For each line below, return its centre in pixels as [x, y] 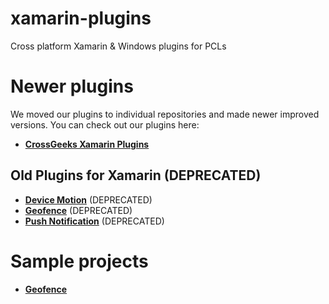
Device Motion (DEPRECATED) [88, 199]
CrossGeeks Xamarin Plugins [87, 144]
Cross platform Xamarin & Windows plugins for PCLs [118, 46]
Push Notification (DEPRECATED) [94, 221]
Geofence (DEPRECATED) [78, 210]
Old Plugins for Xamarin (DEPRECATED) [136, 175]
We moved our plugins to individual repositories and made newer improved [165, 114]
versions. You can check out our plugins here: [105, 124]
